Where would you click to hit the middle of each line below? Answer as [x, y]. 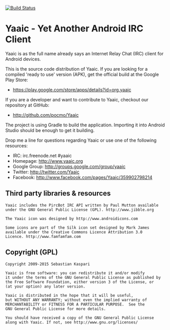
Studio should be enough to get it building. [50, 130]
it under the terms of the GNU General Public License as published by [83, 277]
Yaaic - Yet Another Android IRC [75, 29]
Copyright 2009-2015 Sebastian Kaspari [48, 264]
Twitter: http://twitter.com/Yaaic [46, 172]
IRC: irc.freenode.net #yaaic [42, 156]
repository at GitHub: [27, 105]
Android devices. [23, 59]
